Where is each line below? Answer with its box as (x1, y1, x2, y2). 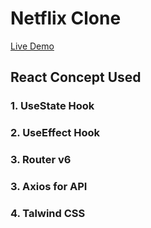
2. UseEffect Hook (10, 126, 100, 140)
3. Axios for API (10, 180, 88, 194)
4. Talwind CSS (10, 206, 86, 220)
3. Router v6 (10, 153, 72, 167)
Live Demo (10, 40, 55, 52)
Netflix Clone (10, 7, 122, 30)
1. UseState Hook (10, 99, 95, 113)
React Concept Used (10, 69, 142, 86)
